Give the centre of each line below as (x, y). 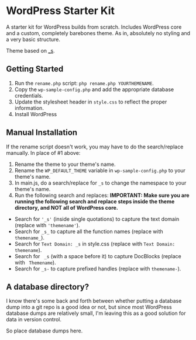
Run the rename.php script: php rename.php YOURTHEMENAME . (84, 83)
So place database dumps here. (44, 331)
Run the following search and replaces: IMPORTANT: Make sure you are (102, 195)
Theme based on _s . (30, 50)
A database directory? (48, 287)
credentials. (29, 95)
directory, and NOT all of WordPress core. (66, 207)
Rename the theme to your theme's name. (65, 164)
